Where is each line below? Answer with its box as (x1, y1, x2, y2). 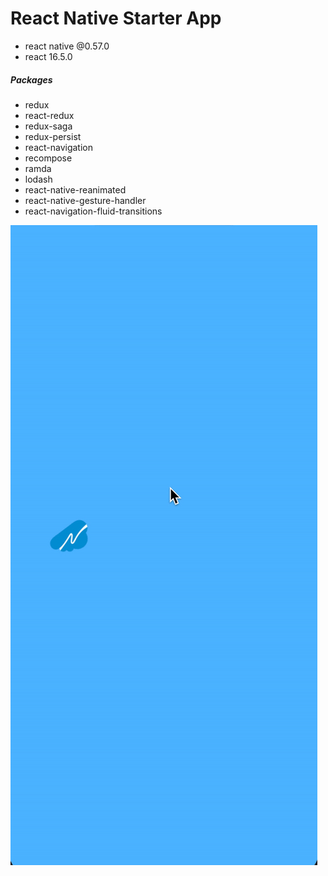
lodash (24, 173, 53, 185)
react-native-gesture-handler (24, 194, 147, 206)
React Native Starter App (10, 7, 222, 30)
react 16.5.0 (24, 50, 73, 62)
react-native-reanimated (24, 183, 127, 196)
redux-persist (24, 130, 82, 142)
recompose (24, 152, 73, 164)
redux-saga (24, 120, 73, 132)
